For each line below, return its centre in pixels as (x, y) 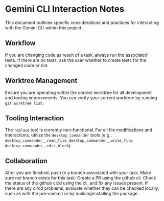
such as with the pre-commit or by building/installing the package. (72, 194)
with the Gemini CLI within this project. (44, 27)
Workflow (20, 43)
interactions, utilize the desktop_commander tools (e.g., (59, 135)
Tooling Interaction (35, 118)
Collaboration (26, 161)
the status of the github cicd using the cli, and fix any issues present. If (77, 183)
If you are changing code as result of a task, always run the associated (76, 55)
